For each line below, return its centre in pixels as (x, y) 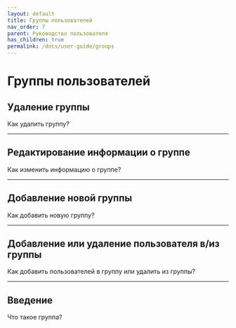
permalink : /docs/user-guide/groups (61, 46)
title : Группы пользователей (50, 20)
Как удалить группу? (39, 124)
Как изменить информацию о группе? (64, 169)
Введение (30, 300)
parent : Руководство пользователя (58, 33)
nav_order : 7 (26, 27)
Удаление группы (48, 107)
